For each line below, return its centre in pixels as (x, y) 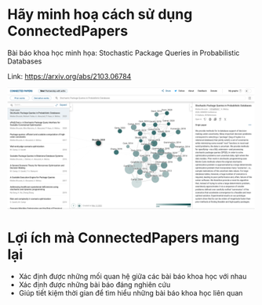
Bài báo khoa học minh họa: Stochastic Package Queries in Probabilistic (124, 53)
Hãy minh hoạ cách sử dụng (100, 15)
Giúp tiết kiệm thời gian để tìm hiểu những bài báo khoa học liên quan (131, 292)
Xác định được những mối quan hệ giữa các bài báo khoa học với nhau (133, 276)
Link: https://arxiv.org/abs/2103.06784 (69, 76)
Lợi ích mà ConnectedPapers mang (124, 238)
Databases (25, 61)
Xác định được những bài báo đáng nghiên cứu (95, 285)
